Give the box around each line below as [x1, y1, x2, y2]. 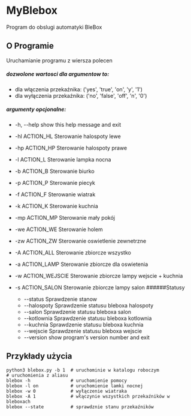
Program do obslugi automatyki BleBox [6, 23, 102, 31]
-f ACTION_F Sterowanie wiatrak [14, 190, 96, 198]
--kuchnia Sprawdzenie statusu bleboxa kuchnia [23, 321, 144, 328]
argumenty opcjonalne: [6, 106, 66, 113]
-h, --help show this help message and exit [14, 121, 122, 128]
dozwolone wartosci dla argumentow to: [6, 70, 110, 78]
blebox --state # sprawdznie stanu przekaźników [6, 403, 154, 410]
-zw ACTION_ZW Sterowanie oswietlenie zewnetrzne [14, 237, 147, 244]
